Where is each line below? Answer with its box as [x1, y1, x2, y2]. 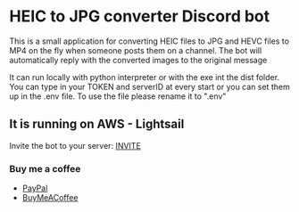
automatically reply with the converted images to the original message [9, 54, 268, 65]
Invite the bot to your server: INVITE [9, 140, 141, 151]
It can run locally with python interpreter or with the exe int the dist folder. [9, 71, 279, 82]
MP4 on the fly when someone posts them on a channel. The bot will [9, 45, 262, 55]
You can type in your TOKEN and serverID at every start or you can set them [9, 81, 290, 92]
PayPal [21, 183, 48, 193]
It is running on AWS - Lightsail [9, 117, 185, 132]
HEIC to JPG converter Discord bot [9, 6, 270, 27]
